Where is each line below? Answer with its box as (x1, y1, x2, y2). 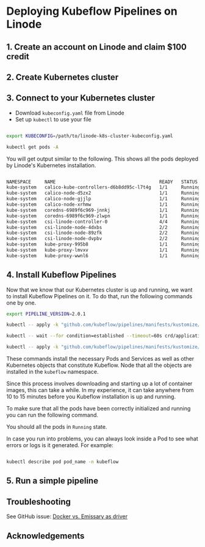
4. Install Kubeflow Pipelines (6, 270, 117, 280)
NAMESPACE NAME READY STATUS (6, 179, 198, 185)
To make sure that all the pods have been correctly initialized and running (6, 405, 191, 412)
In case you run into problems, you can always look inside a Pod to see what (6, 435, 198, 442)
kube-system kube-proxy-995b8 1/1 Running (6, 241, 201, 247)
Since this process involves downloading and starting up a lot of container (6, 380, 193, 387)
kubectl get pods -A (6, 144, 59, 150)
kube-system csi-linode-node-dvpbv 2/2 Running (6, 236, 201, 242)
